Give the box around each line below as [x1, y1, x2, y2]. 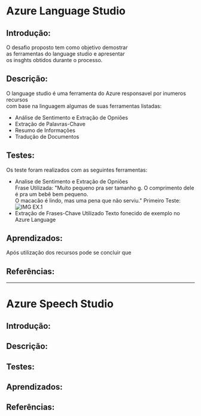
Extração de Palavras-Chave [14, 120, 86, 127]
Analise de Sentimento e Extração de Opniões [14, 178, 129, 185]
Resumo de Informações [14, 127, 76, 134]
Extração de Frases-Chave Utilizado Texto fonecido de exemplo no [14, 209, 181, 216]
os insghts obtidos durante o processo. [6, 57, 103, 63]
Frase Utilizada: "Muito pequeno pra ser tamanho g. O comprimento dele [14, 184, 194, 191]
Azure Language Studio [6, 4, 126, 18]
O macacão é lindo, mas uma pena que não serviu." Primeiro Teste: [14, 197, 181, 204]
